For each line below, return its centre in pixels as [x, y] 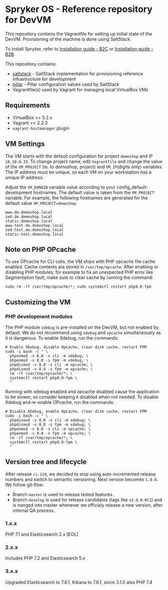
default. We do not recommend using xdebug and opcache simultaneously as [83, 333]
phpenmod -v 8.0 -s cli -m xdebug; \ [49, 356]
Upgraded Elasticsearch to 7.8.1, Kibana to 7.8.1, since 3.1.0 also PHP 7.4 [79, 582]
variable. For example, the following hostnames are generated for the [76, 198]
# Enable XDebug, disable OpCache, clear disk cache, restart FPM [76, 347]
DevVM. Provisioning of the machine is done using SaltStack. [68, 39]
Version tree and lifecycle [46, 462]
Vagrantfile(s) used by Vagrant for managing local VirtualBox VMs [80, 89]
